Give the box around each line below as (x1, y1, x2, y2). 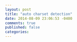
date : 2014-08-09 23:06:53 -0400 (5, 16, 73, 21)
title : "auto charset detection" (5, 12, 73, 16)
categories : (5, 29, 29, 34)
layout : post (5, 7, 31, 12)
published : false (5, 25, 40, 30)
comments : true (5, 20, 36, 26)
